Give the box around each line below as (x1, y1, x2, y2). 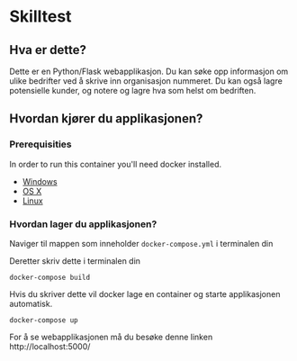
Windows (22, 176, 58, 186)
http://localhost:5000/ (9, 340, 91, 352)
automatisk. (9, 298, 53, 309)
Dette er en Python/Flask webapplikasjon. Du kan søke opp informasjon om (9, 66, 289, 77)
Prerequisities (9, 138, 72, 150)
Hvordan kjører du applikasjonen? (9, 111, 203, 127)
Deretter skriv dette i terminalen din (9, 255, 141, 266)
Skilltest (9, 6, 72, 27)
